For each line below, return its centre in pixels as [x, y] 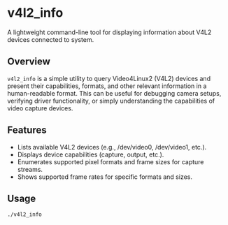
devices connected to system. [51, 39]
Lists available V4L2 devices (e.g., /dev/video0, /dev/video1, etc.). [112, 147]
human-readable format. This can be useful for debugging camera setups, [114, 93]
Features [27, 130]
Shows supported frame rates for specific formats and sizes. [105, 177]
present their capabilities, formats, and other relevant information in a [107, 86]
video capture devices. [40, 108]
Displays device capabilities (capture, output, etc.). [91, 154]
